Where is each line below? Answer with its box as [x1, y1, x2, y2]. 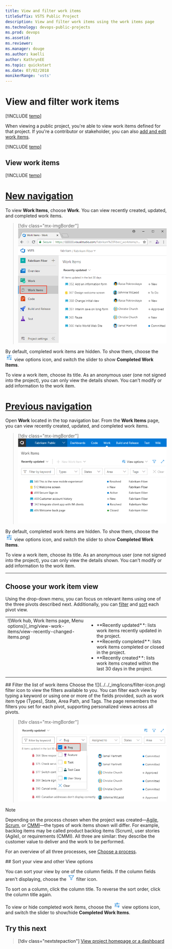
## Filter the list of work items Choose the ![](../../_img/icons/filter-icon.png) [5, 682, 166, 688]
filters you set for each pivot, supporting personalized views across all [5, 703, 154, 709]
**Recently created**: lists [96, 655, 155, 661]
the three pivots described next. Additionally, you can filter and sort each [5, 601, 159, 608]
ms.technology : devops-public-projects [5, 25, 91, 30]
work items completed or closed [96, 644, 165, 650]
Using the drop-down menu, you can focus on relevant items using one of [5, 596, 161, 602]
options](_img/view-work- [7, 623, 65, 629]
